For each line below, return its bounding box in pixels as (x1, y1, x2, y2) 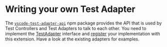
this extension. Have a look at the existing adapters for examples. (5, 36, 139, 42)
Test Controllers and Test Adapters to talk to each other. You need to (5, 25, 146, 31)
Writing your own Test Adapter (5, 3, 136, 15)
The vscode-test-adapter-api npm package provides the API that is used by (5, 20, 162, 26)
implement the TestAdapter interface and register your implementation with (5, 30, 160, 36)
